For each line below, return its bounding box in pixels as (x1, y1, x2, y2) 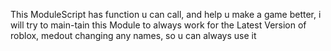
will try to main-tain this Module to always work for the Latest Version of (10, 19, 307, 31)
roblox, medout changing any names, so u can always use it (10, 30, 257, 41)
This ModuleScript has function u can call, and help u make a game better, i (10, 9, 322, 20)
